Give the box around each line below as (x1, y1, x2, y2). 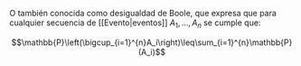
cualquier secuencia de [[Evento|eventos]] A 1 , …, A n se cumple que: (9, 17, 261, 30)
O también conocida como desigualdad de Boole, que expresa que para (9, 8, 277, 18)
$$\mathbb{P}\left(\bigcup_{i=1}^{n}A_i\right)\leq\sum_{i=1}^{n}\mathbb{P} (11, 36, 293, 48)
